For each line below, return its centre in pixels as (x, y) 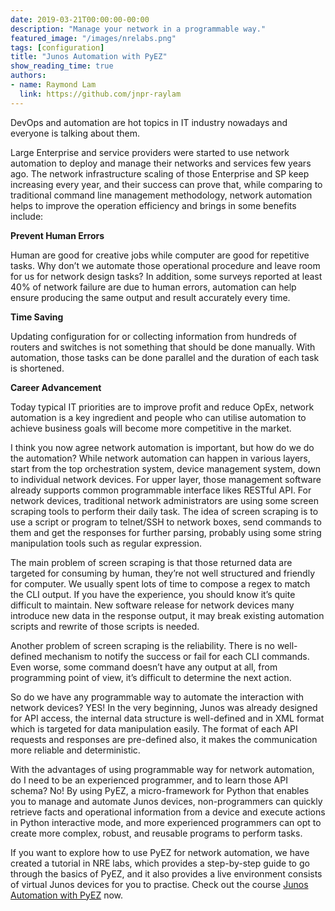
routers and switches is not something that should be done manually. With (163, 347)
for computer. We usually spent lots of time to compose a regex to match (160, 583)
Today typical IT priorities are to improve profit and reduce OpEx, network (162, 407)
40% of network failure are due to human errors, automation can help (153, 287)
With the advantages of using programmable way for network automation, (162, 769)
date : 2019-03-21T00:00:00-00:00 (80, 19)
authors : (28, 76)
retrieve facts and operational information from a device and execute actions (168, 812)
